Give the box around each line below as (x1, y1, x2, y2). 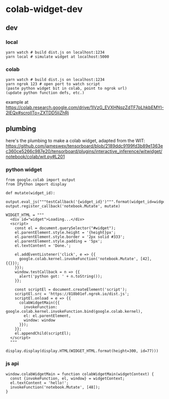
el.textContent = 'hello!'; (10, 380, 69, 385)
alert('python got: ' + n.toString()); (19, 274, 102, 279)
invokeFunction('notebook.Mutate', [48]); (10, 384, 100, 389)
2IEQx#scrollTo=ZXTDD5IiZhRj (6, 110, 69, 116)
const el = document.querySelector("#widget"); (15, 226, 116, 231)
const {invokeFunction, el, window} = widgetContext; (10, 376, 125, 381)
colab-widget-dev (6, 4, 83, 15)
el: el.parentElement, (24, 313, 71, 319)
